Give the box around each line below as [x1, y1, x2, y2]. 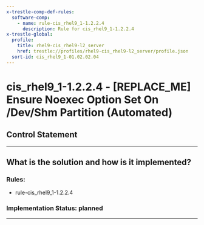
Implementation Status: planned [6, 204, 103, 212]
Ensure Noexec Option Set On [6, 93, 159, 106]
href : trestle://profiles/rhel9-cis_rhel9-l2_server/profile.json [17, 48, 189, 54]
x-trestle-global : [6, 31, 53, 37]
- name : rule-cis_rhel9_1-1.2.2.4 [17, 20, 104, 26]
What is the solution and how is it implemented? [6, 157, 191, 168]
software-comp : [12, 15, 50, 21]
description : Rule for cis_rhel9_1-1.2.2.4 [22, 25, 135, 32]
